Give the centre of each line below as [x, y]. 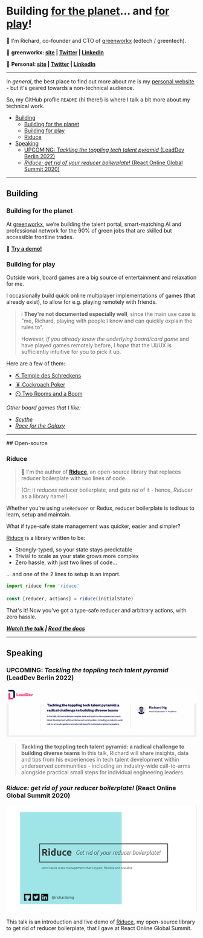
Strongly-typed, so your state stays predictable [74, 550]
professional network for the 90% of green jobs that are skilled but [89, 230]
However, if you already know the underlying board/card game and [105, 339]
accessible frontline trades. [40, 237]
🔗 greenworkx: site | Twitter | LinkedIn [55, 52]
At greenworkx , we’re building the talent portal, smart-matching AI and [94, 224]
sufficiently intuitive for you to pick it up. [71, 352]
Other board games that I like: [43, 407]
